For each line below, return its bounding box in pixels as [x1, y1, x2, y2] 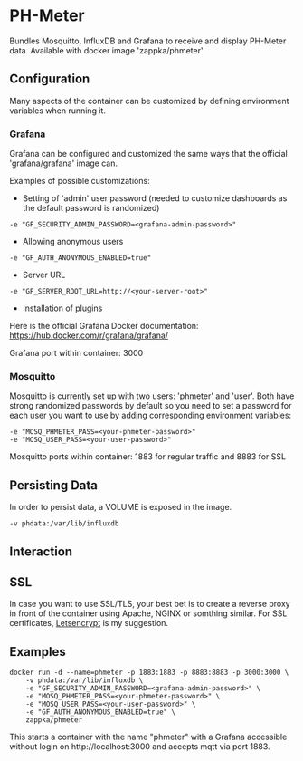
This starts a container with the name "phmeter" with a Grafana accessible [9, 731, 288, 743]
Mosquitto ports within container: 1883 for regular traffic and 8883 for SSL [9, 451, 287, 462]
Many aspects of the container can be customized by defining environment [9, 95, 289, 106]
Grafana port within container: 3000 [9, 348, 144, 359]
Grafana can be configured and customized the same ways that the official [9, 149, 288, 159]
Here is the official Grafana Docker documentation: [9, 321, 199, 332]
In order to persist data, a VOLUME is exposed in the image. [9, 502, 232, 513]
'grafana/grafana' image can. [9, 158, 118, 169]
